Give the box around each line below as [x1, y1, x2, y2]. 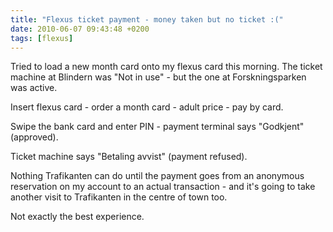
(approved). [10, 131, 59, 143]
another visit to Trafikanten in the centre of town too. [10, 191, 228, 203]
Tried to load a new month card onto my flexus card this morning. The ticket [10, 61, 323, 73]
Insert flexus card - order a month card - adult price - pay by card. [10, 101, 284, 113]
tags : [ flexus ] [10, 33, 74, 43]
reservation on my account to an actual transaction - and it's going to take [10, 181, 316, 193]
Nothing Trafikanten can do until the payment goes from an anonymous [10, 170, 305, 182]
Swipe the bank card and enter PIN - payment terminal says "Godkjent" [10, 121, 305, 133]
